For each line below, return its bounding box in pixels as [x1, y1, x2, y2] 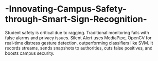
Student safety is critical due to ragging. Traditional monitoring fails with [5, 30, 149, 35]
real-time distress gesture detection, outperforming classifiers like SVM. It [5, 40, 153, 46]
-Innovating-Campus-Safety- [5, 3, 127, 15]
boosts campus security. [5, 50, 54, 56]
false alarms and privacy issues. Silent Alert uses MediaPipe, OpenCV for [5, 35, 152, 41]
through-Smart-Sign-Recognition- [5, 14, 147, 25]
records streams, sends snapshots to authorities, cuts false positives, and [5, 45, 153, 51]
